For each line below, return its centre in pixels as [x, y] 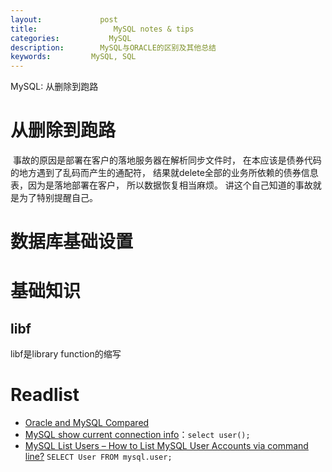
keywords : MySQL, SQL [73, 57]
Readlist [45, 395]
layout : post [64, 19]
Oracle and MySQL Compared [87, 423]
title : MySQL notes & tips [102, 29]
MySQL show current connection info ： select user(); [137, 435]
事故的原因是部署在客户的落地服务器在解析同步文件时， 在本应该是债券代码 [167, 160]
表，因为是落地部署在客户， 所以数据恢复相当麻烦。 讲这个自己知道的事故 [161, 185]
